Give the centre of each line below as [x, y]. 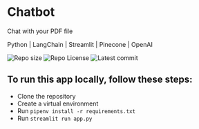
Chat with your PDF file [40, 31]
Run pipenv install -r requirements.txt [76, 110]
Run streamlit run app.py [55, 118]
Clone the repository [46, 96]
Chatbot [31, 12]
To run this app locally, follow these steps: [100, 80]
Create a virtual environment [58, 103]
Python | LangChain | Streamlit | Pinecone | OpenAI [80, 44]
